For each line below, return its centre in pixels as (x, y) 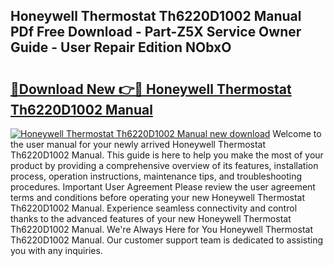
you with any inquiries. (56, 250)
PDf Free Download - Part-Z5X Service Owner (156, 32)
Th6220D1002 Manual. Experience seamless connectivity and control (154, 208)
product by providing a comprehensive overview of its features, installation (164, 165)
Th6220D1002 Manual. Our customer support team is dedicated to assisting (167, 240)
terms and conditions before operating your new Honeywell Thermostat (158, 197)
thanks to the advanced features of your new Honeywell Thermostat (151, 218)
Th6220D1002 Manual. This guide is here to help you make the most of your (167, 155)
